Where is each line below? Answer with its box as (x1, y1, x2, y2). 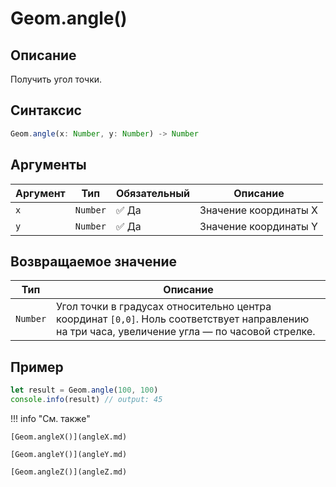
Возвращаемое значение (10, 253, 178, 270)
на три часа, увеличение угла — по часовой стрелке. (56, 325, 316, 339)
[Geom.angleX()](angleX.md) (10, 432, 128, 442)
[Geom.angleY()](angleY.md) (10, 449, 128, 459)
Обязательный (115, 186, 191, 200)
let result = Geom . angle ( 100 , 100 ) (10, 385, 159, 396)
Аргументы (10, 157, 87, 174)
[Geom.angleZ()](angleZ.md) (10, 467, 128, 477)
